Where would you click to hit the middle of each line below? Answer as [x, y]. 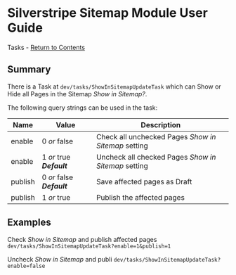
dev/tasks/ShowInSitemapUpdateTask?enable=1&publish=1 [89, 246]
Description [161, 124]
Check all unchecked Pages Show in [156, 136]
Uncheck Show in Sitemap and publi [60, 259]
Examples [29, 223]
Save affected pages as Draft [144, 181]
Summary [29, 69]
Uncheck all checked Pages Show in [156, 157]
